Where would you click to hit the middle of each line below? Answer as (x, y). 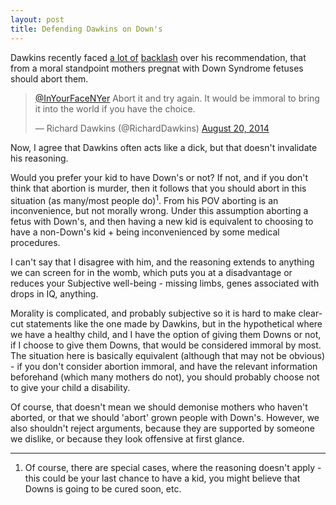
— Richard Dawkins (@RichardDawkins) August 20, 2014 (152, 128)
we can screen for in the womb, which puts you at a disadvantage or (151, 273)
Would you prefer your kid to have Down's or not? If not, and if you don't (159, 177)
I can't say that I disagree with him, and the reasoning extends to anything (162, 262)
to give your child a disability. (70, 388)
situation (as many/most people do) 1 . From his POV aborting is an (144, 199)
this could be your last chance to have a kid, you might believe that (162, 478)
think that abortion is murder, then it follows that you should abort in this (158, 188)
